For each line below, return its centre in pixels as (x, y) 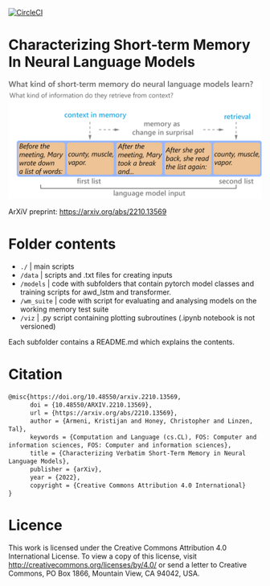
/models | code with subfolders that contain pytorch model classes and (137, 284)
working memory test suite (64, 309)
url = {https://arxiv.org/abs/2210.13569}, (104, 413)
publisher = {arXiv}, (66, 470)
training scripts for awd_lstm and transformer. (95, 292)
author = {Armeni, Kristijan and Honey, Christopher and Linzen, (141, 421)
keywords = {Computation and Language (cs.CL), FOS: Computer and (143, 437)
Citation (35, 375)
